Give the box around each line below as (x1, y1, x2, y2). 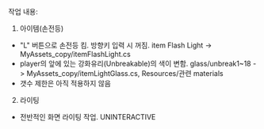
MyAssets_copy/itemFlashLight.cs (19, 50, 131, 59)
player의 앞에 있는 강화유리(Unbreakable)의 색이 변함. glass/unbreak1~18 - (19, 59, 257, 68)
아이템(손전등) (19, 24, 64, 33)
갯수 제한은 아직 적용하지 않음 (19, 78, 111, 88)
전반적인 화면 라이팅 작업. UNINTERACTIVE (19, 112, 156, 121)
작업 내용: (8, 7, 38, 16)
